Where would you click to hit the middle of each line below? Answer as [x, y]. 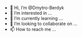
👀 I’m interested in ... [31, 13]
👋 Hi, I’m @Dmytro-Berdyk [37, 8]
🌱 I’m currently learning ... [36, 18]
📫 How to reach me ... [33, 29]
